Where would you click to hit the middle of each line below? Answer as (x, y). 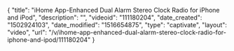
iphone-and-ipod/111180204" (49, 40)
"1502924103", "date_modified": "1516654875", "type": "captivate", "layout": (117, 25)
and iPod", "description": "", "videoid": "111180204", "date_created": (105, 17)
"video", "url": (27, 32)
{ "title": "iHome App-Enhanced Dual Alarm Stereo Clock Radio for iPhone (113, 10)
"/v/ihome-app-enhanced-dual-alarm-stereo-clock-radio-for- (137, 32)
